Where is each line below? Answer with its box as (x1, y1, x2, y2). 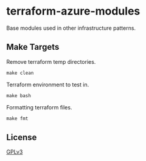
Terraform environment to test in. (6, 81, 89, 88)
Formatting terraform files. (6, 103, 72, 111)
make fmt (6, 115, 29, 122)
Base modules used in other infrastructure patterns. (6, 24, 136, 32)
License (6, 132, 37, 142)
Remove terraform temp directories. (6, 58, 96, 65)
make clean (6, 70, 34, 76)
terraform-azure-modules (6, 4, 141, 18)
